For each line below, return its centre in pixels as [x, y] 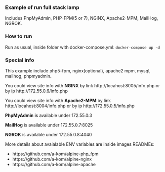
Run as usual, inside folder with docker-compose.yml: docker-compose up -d [82, 47]
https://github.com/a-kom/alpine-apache [54, 164]
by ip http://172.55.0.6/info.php [37, 91]
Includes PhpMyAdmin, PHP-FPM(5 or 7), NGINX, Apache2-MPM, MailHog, [82, 18]
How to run [19, 36]
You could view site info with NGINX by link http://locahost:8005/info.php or [82, 85]
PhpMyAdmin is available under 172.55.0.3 [49, 115]
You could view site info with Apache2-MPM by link [58, 100]
